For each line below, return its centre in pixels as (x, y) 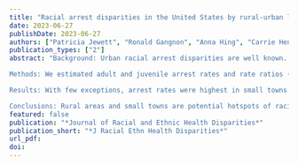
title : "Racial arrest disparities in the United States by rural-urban (146, 17)
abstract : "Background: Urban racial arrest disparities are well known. (149, 58)
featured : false (39, 114)
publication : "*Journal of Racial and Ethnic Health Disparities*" (137, 123)
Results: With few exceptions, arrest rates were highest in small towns (149, 90)
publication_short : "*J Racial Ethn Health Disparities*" (118, 131)
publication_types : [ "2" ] (57, 50)
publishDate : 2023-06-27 (55, 34)
